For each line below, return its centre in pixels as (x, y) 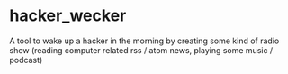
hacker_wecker (68, 16)
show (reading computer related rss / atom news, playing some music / (141, 50)
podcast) (26, 60)
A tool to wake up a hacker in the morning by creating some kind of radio (144, 41)
